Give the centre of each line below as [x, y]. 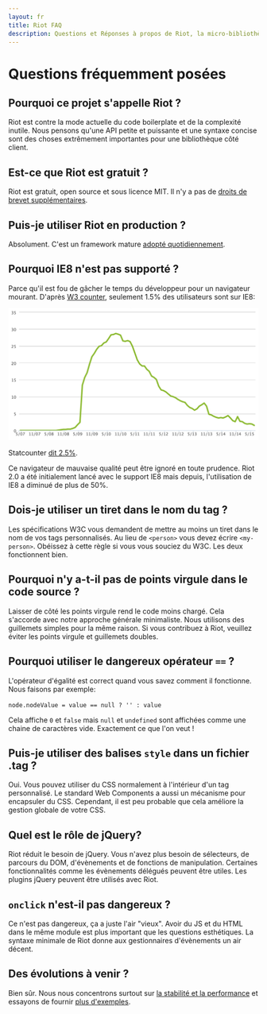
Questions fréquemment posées [117, 74]
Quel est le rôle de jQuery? [75, 835]
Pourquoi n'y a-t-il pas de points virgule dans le [128, 580]
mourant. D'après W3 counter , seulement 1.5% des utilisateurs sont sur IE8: [132, 296]
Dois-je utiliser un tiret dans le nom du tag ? [118, 510]
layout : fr [26, 17]
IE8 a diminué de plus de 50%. [58, 486]
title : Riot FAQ [35, 25]
